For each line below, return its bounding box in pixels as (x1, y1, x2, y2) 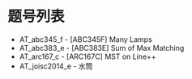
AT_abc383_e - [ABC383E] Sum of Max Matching (19, 43, 185, 52)
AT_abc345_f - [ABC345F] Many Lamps (19, 34, 153, 44)
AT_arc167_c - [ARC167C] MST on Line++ (19, 52, 157, 61)
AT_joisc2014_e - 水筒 (19, 61, 93, 71)
